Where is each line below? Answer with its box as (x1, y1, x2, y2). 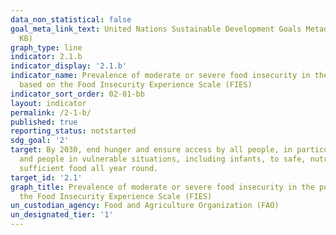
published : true (10, 117, 78, 127)
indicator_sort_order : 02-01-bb (10, 89, 145, 99)
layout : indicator (10, 98, 87, 108)
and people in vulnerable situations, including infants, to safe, (19, 154, 307, 164)
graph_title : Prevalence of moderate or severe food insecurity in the (10, 182, 315, 192)
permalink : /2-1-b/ (10, 107, 92, 118)
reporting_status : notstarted (10, 126, 137, 136)
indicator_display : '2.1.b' (10, 61, 128, 71)
